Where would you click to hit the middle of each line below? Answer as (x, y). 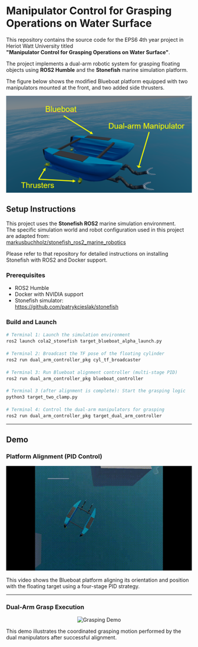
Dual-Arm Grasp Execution (45, 607)
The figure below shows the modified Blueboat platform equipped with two (97, 81)
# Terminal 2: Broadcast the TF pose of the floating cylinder (85, 354)
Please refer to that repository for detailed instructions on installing (87, 253)
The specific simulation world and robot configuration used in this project (95, 230)
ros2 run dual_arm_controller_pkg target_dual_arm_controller (84, 416)
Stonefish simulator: (39, 301)
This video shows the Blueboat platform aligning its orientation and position (98, 580)
